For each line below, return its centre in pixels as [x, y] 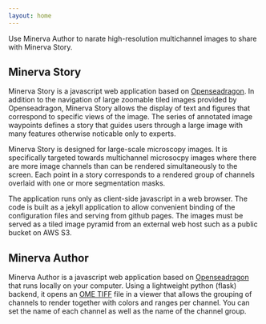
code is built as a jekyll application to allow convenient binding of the [122, 207]
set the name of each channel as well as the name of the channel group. [127, 311]
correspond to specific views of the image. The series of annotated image [131, 117]
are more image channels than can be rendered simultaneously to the [123, 166]
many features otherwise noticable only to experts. [92, 134]
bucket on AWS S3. [40, 233]
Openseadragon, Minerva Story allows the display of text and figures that [129, 108]
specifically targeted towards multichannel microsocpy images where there [133, 158]
